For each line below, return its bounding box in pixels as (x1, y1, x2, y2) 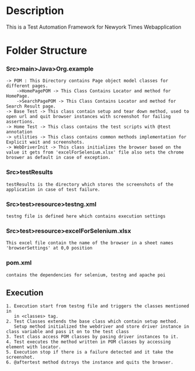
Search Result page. (6, 103, 57, 109)
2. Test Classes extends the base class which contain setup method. (6, 318, 179, 325)
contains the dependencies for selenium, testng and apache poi (6, 272, 166, 278)
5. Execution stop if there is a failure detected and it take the (6, 349, 174, 355)
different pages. (6, 83, 48, 89)
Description (6, 4, 64, 18)
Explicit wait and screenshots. (6, 139, 85, 145)
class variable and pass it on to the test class (6, 329, 130, 335)
